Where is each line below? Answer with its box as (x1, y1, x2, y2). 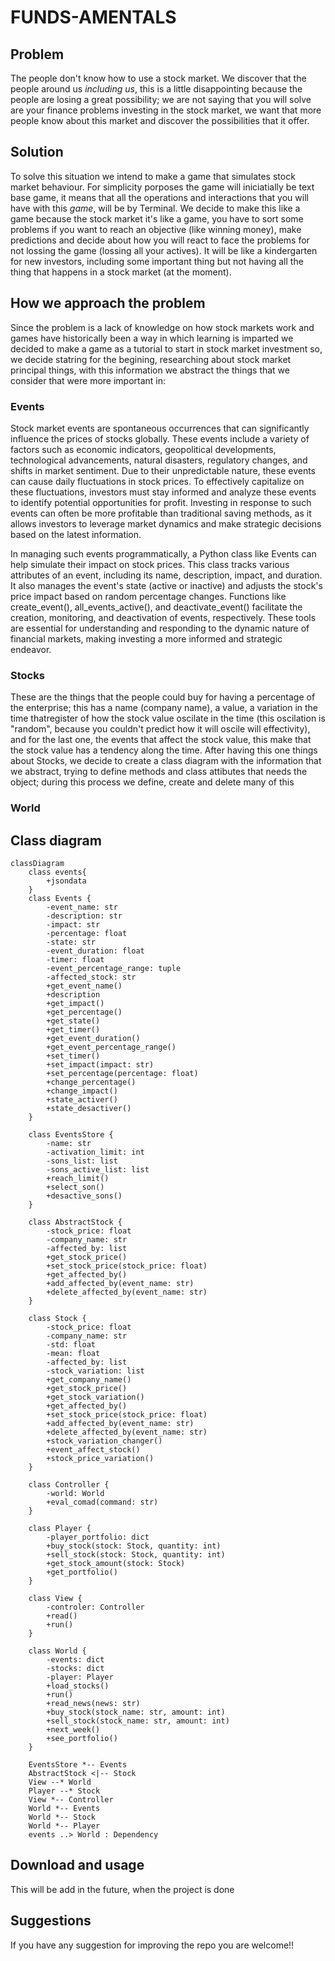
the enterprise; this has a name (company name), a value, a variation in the (10, 702, 319, 714)
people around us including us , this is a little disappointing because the (10, 83, 303, 95)
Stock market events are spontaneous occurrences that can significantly (10, 422, 310, 434)
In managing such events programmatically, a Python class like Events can (10, 547, 317, 560)
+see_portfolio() (46, 1733, 118, 1743)
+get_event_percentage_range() (46, 1042, 177, 1052)
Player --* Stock (28, 1786, 101, 1796)
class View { (28, 1593, 83, 1603)
